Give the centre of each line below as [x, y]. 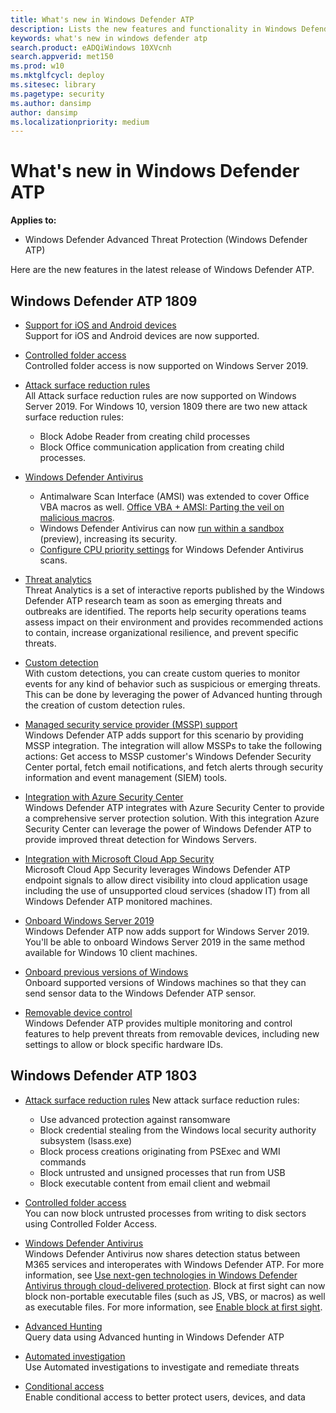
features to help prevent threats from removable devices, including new [172, 1034]
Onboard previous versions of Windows [106, 972]
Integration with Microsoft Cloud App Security [119, 859]
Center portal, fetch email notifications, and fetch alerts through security [174, 767]
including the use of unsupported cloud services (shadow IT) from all [167, 890]
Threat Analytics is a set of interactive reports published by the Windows [174, 590]
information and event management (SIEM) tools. [126, 777]
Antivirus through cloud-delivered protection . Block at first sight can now [175, 1285]
